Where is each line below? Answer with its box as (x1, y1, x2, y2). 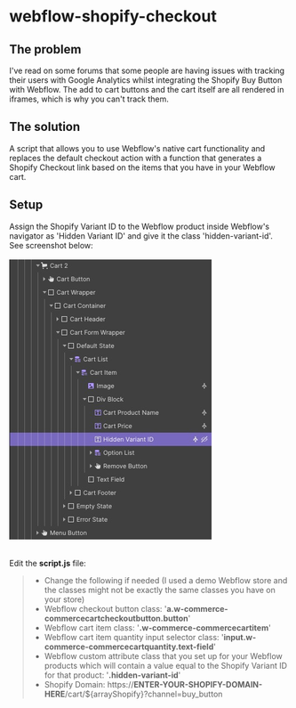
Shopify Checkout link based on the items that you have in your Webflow (9, 162, 276, 173)
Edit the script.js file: (9, 557, 86, 568)
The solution (9, 119, 81, 134)
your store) (44, 594, 85, 605)
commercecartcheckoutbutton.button (44, 613, 188, 623)
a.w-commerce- (166, 603, 228, 614)
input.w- (223, 631, 257, 642)
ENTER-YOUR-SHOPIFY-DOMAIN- (132, 679, 263, 689)
